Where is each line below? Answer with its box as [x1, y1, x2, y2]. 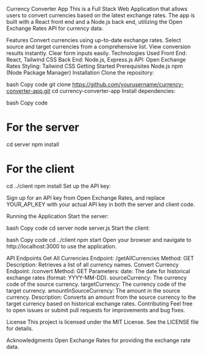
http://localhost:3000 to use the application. [6, 243, 117, 250]
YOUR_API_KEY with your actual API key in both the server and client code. [6, 200, 195, 208]
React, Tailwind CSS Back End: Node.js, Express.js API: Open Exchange [6, 56, 186, 63]
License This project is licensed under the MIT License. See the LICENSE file [6, 318, 199, 326]
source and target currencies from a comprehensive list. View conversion [6, 43, 191, 50]
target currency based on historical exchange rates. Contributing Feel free [6, 299, 193, 307]
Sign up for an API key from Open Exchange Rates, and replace [6, 194, 165, 201]
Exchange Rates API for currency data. [6, 24, 104, 32]
